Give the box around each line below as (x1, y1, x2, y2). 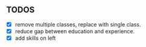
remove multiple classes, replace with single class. (14, 20, 141, 28)
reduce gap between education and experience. (14, 27, 135, 35)
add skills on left (14, 34, 56, 42)
